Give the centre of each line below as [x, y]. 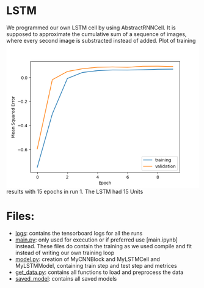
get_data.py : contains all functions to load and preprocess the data [99, 272]
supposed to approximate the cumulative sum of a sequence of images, [97, 34]
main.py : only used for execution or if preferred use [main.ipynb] [97, 240]
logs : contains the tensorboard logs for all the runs [79, 233]
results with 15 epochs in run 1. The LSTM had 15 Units [75, 191]
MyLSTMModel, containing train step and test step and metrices [96, 265]
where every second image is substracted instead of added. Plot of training [101, 40]
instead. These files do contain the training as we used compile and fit [104, 246]
